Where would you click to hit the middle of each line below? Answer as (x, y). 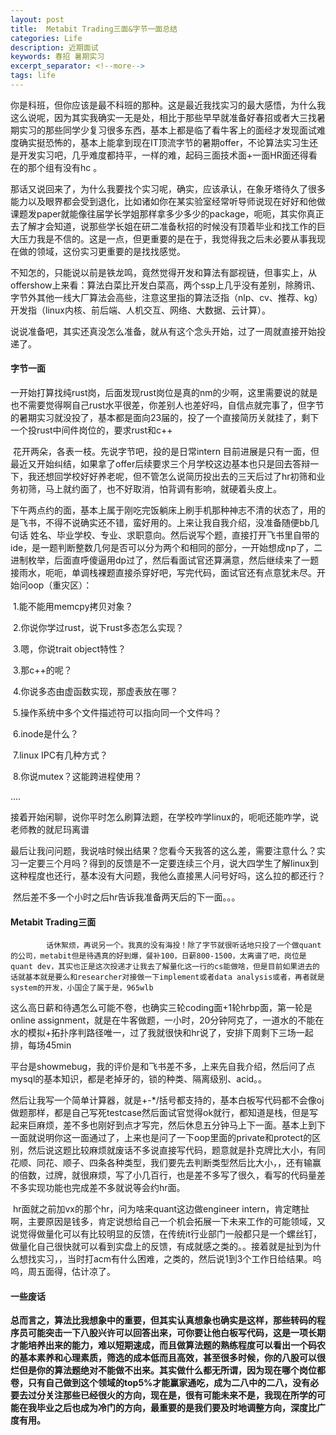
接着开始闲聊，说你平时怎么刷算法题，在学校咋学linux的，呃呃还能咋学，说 (164, 817)
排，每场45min (41, 1045)
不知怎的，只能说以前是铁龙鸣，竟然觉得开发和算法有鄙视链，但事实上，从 (163, 272)
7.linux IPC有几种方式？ (60, 755)
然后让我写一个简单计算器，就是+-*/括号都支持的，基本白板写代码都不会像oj (167, 1100)
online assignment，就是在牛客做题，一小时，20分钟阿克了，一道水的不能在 (167, 1020)
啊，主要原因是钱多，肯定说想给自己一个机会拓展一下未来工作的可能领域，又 (168, 1222)
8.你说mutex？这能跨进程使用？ (77, 777)
